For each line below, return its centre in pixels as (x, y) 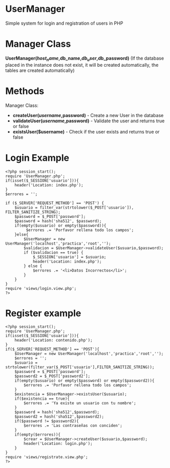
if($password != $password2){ (47, 421)
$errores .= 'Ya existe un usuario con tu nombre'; (80, 403)
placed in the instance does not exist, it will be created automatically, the (82, 65)
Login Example (37, 158)
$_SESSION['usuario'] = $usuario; (69, 257)
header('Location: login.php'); (58, 444)
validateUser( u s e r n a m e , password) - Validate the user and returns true (89, 121)
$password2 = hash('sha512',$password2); (59, 417)
